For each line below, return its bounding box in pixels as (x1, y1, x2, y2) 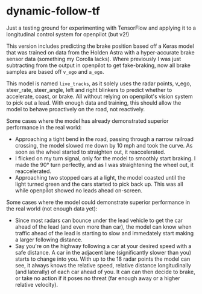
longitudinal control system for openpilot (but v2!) (6, 30, 130, 38)
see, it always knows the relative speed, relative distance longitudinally (14, 261, 191, 269)
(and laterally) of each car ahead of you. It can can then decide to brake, (14, 268, 195, 275)
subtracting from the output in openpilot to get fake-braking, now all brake (6, 62, 191, 69)
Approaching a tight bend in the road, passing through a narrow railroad (14, 135, 194, 143)
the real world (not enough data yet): (6, 204, 98, 212)
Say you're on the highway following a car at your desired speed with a (14, 242, 192, 249)
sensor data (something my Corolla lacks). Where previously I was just (6, 55, 181, 62)
